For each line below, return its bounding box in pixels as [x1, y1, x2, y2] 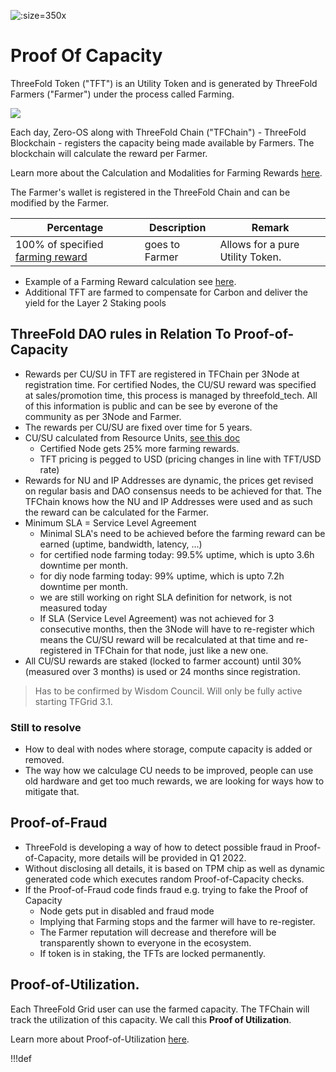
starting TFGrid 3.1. [34, 695, 113, 707]
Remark [251, 220, 290, 234]
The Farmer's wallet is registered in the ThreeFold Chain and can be [10, 186, 291, 198]
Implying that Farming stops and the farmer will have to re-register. [39, 915, 316, 927]
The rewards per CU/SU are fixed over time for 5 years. [24, 421, 253, 433]
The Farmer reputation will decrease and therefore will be [39, 926, 277, 938]
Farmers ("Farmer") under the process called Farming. [10, 88, 235, 100]
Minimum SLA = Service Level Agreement [24, 516, 197, 529]
